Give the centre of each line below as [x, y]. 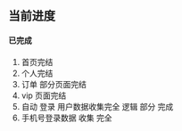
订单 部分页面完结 [54, 84]
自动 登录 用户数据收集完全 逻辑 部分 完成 [97, 106]
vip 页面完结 [44, 95]
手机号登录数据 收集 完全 [66, 118]
